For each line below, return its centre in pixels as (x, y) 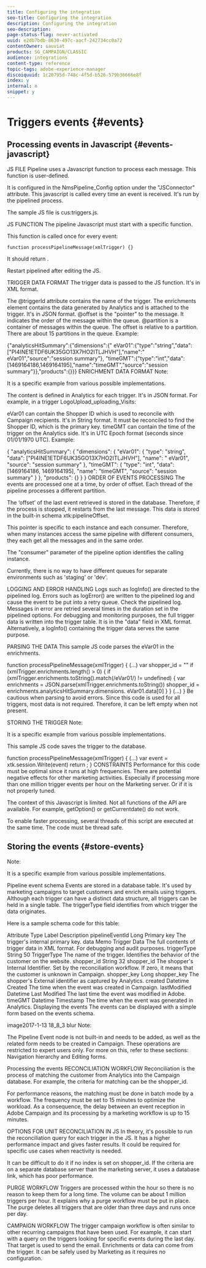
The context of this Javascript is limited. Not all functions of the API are (97, 802)
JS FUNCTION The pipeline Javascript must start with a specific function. (100, 224)
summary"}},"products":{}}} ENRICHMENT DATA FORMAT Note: (88, 371)
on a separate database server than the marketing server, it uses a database (103, 1169)
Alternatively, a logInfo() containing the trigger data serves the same (93, 628)
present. (17, 710)
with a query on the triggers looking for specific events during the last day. (101, 1239)
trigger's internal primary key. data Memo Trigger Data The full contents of (101, 941)
